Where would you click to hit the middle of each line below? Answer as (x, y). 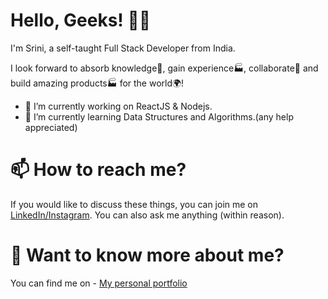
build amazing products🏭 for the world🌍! (97, 83)
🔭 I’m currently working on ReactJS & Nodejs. (118, 106)
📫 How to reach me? (98, 170)
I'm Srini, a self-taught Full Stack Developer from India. (123, 48)
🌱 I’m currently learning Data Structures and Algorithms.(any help (159, 116)
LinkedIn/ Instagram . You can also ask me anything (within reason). (147, 215)
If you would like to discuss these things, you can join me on (134, 204)
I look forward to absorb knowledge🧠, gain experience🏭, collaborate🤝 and (164, 68)
